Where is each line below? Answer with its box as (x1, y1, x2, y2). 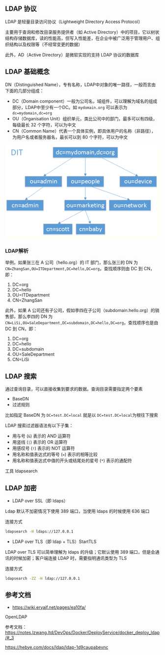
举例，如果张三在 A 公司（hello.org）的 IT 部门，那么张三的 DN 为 (5, 259, 138, 265)
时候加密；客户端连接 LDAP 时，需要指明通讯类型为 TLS (13, 555, 127, 561)
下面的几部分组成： (5, 87, 44, 93)
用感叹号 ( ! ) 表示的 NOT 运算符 (12, 445, 75, 451)
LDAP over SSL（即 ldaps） (12, 498, 68, 504)
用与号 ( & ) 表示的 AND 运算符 (12, 433, 71, 439)
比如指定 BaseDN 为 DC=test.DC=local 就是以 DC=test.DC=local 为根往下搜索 (5, 412, 159, 418)
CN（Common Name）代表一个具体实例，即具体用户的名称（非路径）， (12, 128, 156, 134)
